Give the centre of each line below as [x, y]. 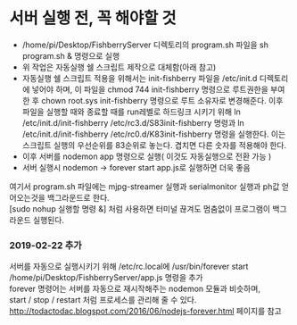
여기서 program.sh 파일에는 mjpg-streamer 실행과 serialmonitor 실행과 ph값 [144, 186]
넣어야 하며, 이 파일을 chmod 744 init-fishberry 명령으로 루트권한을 [150, 89]
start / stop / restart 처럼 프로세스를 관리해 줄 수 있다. [103, 300]
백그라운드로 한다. [78, 197]
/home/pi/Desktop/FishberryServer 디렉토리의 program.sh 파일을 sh [145, 45]
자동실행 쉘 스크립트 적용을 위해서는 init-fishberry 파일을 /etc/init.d [140, 78]
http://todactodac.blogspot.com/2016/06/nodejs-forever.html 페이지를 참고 [146, 311]
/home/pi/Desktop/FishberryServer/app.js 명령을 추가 [106, 278]
